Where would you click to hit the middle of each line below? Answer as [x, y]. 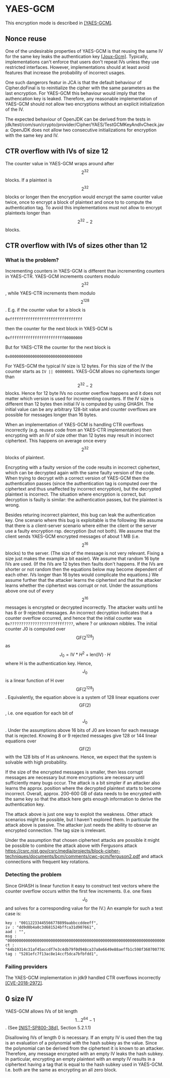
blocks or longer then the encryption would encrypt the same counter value [84, 197]
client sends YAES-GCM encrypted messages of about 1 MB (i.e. [73, 536]
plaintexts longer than [28, 213]
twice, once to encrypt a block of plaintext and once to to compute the [79, 202]
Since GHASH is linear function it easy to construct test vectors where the [82, 885]
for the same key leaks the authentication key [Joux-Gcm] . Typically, [77, 56]
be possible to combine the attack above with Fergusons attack [71, 845]
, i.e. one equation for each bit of [39, 713]
